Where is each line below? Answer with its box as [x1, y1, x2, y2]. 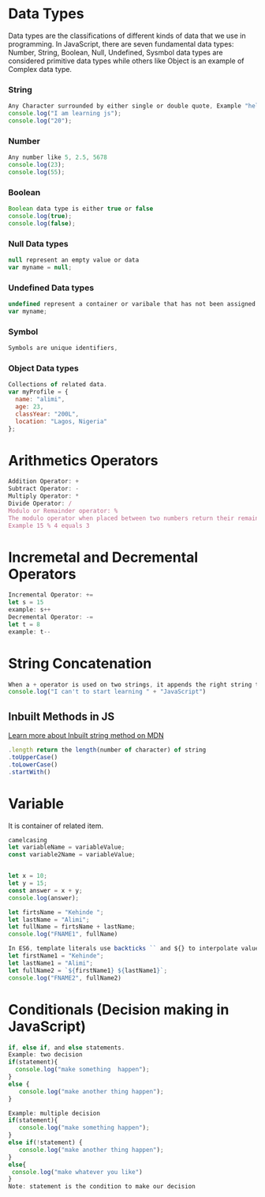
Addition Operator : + [8, 477, 80, 486]
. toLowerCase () [8, 760, 58, 769]
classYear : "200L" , [15, 410, 80, 418]
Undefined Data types [8, 282, 95, 293]
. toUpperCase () [8, 754, 58, 762]
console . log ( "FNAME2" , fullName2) [8, 973, 122, 982]
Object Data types [8, 363, 79, 374]
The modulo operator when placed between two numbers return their [8, 514, 235, 522]
